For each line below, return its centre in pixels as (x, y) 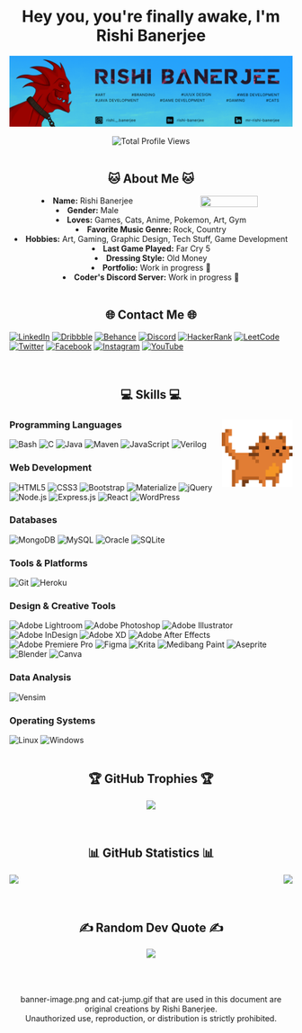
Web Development (51, 468)
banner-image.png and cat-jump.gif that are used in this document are (151, 1000)
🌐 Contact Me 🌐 (151, 315)
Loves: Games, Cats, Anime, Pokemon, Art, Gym (157, 220)
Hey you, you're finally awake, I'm (151, 17)
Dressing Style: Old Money (157, 257)
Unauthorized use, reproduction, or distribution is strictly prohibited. (151, 1019)
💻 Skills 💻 (151, 395)
